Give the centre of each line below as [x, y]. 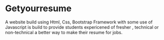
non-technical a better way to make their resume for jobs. [64, 32]
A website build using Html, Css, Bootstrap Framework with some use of [79, 22]
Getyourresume [38, 9]
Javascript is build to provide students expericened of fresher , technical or [82, 27]
